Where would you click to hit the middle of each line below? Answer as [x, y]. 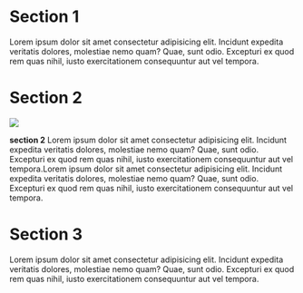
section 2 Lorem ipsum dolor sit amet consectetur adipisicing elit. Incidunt [148, 140]
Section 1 [44, 17]
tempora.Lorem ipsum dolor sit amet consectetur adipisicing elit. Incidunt [146, 169]
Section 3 [46, 234]
